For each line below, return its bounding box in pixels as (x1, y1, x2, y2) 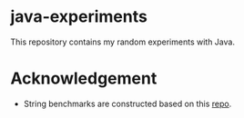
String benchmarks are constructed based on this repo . (23, 98, 232, 109)
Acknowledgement (10, 68, 158, 89)
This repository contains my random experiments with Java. (10, 36, 236, 47)
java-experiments (10, 6, 148, 27)
